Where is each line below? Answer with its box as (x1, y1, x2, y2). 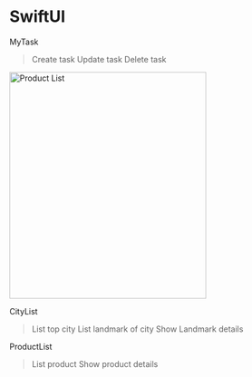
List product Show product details (31, 358, 159, 369)
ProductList (9, 341, 53, 352)
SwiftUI (9, 6, 66, 27)
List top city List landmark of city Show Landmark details (31, 324, 244, 334)
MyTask (9, 36, 39, 47)
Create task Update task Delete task (31, 53, 167, 64)
